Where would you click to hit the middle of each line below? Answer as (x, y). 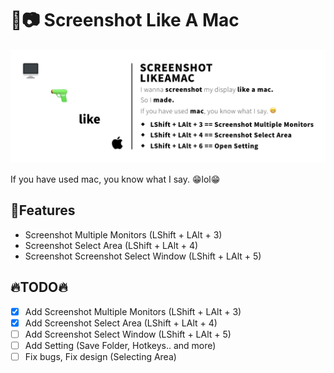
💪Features (43, 210)
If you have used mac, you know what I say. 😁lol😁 (115, 179)
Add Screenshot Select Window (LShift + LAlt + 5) (128, 334)
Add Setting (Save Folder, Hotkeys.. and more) (120, 345)
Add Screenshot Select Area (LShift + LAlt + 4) (121, 323)
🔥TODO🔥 (39, 287)
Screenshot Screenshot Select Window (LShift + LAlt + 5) (143, 256)
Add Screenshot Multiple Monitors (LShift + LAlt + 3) (133, 311)
